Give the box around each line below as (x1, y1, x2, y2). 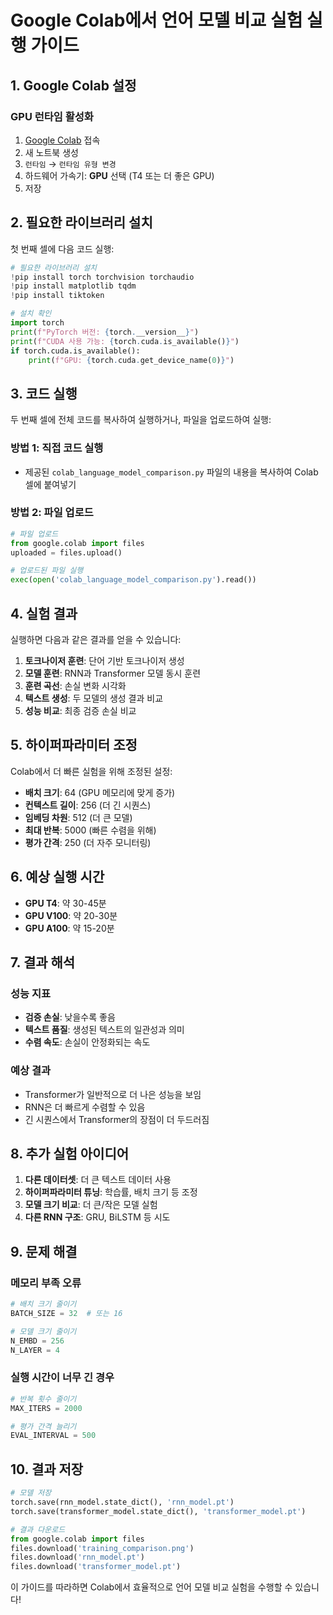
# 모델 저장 (10, 1488, 52, 1498)
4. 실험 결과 (10, 605, 78, 622)
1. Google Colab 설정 (10, 77, 137, 94)
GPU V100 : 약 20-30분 (24, 909, 118, 921)
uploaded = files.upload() (10, 547, 123, 558)
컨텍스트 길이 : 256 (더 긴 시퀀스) (24, 799, 152, 811)
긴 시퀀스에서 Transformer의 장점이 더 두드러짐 (24, 1113, 210, 1125)
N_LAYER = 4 (10, 1345, 60, 1355)
